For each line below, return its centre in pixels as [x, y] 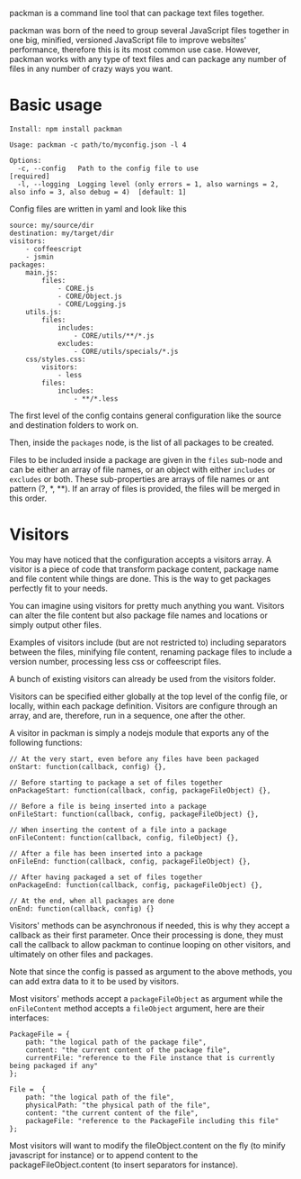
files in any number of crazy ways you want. [91, 68]
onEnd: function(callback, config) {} [82, 909]
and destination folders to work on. [74, 425]
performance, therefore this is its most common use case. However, [135, 50]
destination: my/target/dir [62, 233]
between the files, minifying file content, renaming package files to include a [151, 651]
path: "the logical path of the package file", [116, 1042]
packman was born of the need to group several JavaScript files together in [149, 30]
